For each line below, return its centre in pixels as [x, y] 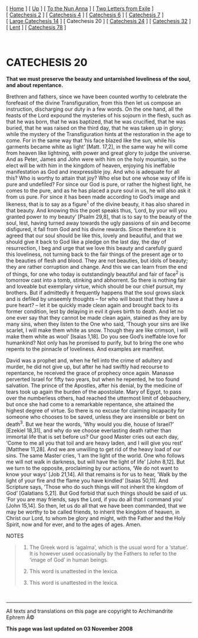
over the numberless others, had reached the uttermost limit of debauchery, [98, 398]
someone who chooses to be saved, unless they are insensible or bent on [95, 417]
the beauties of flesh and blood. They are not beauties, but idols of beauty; [97, 260]
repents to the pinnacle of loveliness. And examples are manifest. [85, 349]
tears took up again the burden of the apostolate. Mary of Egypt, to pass [94, 392]
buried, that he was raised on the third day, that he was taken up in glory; [95, 128]
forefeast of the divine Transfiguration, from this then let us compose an [94, 103]
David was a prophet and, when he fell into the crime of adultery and [89, 361]
